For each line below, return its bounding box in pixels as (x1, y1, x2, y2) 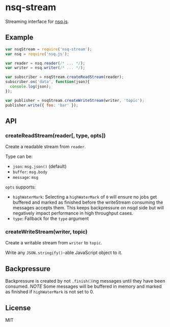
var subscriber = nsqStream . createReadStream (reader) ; (5, 74, 124, 80)
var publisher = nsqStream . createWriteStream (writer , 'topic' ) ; (5, 98, 145, 103)
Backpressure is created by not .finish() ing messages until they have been (5, 278, 165, 284)
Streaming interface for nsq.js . (5, 18, 69, 24)
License (5, 304, 31, 312)
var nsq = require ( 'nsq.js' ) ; (5, 51, 70, 57)
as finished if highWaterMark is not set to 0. (5, 289, 94, 295)
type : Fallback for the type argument (12, 215, 89, 222)
